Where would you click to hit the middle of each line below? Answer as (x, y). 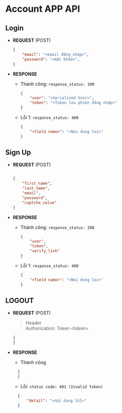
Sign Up (18, 152)
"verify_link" (45, 251)
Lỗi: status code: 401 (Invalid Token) (62, 386)
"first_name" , (37, 184)
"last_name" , (36, 188)
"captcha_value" (39, 203)
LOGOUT (20, 301)
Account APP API (43, 9)
